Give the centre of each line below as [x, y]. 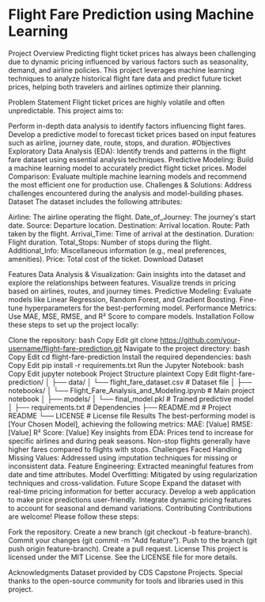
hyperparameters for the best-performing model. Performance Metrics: [141, 308]
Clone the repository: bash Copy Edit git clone [83, 340]
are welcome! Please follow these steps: [74, 517]
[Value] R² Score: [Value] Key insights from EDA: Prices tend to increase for [131, 432]
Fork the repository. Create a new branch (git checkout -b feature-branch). [130, 532]
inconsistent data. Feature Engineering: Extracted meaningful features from [131, 466]
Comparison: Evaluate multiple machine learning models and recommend [128, 176]
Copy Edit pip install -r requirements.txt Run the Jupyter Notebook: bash [126, 365]
